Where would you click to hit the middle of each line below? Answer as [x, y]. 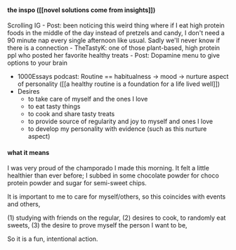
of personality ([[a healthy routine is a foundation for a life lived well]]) [118, 84]
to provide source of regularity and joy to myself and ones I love [120, 121]
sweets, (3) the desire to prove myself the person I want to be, [97, 225]
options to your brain [38, 63]
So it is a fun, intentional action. [53, 239]
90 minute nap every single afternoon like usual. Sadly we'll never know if [114, 40]
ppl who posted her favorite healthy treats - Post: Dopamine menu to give [113, 56]
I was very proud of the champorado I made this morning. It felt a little [108, 168]
